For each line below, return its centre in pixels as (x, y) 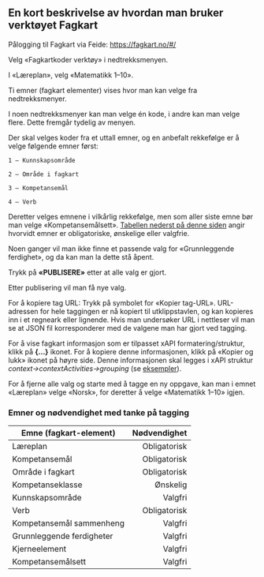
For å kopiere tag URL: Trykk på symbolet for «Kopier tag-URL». (112, 302)
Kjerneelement (39, 549)
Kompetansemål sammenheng (68, 523)
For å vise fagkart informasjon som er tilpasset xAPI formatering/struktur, (126, 343)
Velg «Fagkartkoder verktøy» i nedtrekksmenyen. (88, 59)
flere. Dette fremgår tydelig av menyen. (72, 122)
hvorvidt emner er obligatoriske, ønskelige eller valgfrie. (99, 233)
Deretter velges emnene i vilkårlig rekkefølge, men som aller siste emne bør (131, 216)
